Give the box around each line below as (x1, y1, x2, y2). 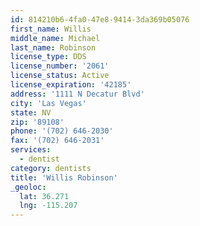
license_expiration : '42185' (10, 80, 132, 90)
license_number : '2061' (10, 61, 110, 71)
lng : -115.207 (19, 201, 78, 211)
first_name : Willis (10, 24, 92, 34)
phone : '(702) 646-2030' (10, 126, 114, 136)
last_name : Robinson (10, 42, 97, 53)
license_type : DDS (10, 52, 87, 62)
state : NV (10, 107, 52, 118)
